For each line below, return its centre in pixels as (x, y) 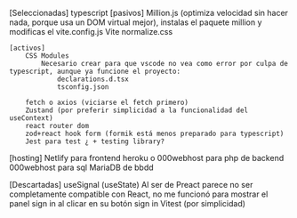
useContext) (31, 118)
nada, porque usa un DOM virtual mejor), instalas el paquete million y (136, 22)
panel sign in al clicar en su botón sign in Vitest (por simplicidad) (128, 203)
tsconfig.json (83, 87)
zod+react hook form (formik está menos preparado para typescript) (155, 133)
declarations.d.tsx (92, 79)
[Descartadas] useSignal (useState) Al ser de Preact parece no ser (131, 185)
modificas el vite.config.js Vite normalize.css (91, 32)
